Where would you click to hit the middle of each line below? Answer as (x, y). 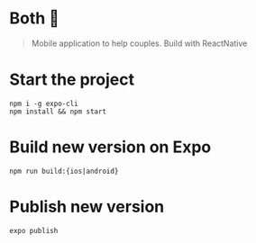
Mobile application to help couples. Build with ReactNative (139, 43)
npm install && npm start (58, 112)
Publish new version (87, 207)
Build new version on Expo (110, 147)
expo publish (34, 230)
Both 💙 (35, 18)
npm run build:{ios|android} (64, 171)
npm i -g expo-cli (44, 103)
